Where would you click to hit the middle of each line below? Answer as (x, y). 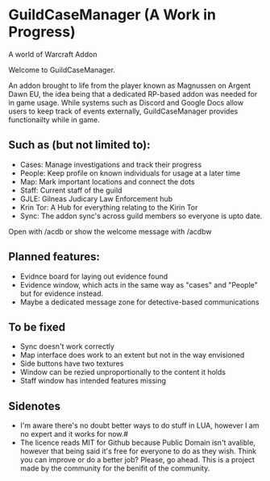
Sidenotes (34, 406)
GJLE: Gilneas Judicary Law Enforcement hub (96, 198)
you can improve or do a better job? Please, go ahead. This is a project (137, 460)
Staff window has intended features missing (93, 381)
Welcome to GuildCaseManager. (62, 69)
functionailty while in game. (54, 119)
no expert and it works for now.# (74, 434)
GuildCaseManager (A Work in (112, 15)
